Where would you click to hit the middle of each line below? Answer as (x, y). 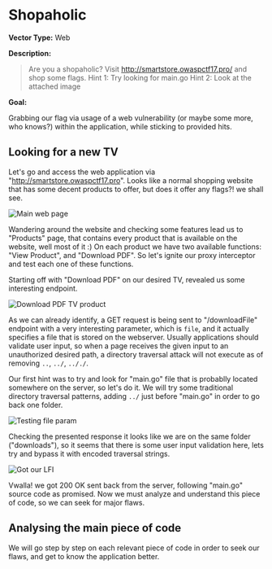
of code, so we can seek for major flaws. (76, 502)
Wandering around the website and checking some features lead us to (126, 229)
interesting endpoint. (43, 288)
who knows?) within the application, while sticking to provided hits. (121, 126)
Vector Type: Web (39, 37)
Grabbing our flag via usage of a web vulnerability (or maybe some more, (131, 118)
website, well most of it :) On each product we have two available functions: (135, 247)
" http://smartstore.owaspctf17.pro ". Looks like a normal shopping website (131, 180)
